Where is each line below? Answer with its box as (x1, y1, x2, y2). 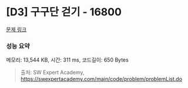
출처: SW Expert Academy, (20, 69, 85, 76)
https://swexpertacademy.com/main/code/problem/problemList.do (20, 76, 183, 83)
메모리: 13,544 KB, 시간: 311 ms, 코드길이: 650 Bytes (6, 56, 129, 63)
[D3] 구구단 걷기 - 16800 (6, 5, 122, 19)
